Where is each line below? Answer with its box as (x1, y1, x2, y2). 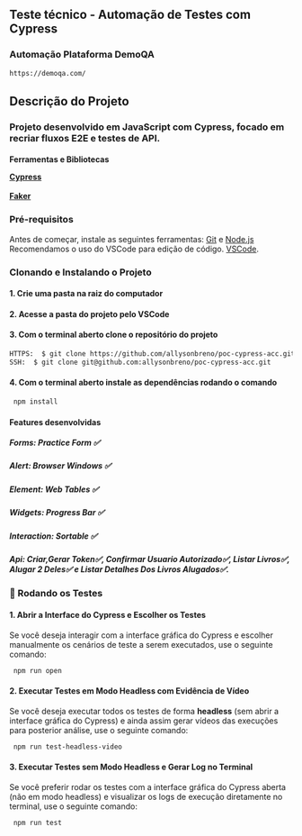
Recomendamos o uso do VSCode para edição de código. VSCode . (9, 243, 259, 254)
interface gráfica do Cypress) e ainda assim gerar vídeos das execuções (9, 715, 279, 726)
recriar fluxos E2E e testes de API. (9, 132, 161, 144)
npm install (13, 397, 58, 406)
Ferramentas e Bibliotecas (9, 154, 110, 165)
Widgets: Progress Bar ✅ (9, 507, 105, 518)
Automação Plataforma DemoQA (9, 49, 155, 61)
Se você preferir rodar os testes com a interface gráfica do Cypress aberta (9, 781, 286, 792)
